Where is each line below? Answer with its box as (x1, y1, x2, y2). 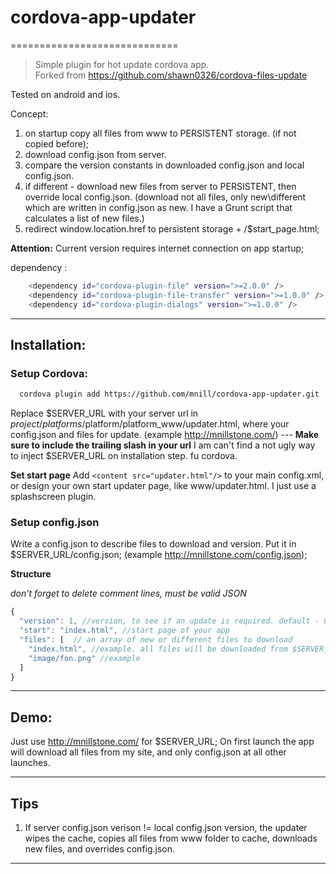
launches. (10, 757, 51, 769)
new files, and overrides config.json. (24, 843, 176, 855)
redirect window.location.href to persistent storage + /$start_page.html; (24, 222, 320, 235)
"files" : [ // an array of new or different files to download (19, 635, 293, 645)
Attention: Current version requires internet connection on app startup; (10, 242, 305, 254)
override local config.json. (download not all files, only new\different (24, 191, 307, 203)
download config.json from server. (24, 148, 167, 160)
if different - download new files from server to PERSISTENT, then (24, 180, 297, 192)
